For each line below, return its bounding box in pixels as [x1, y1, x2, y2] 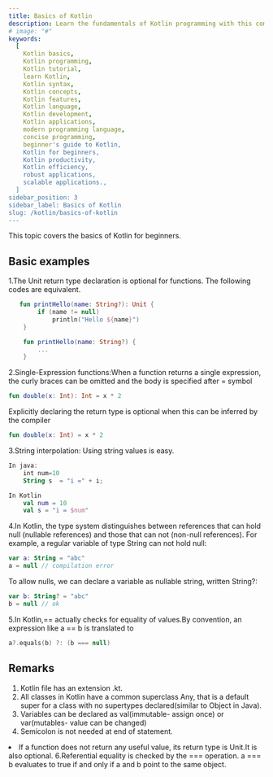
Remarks [8, 661, 55, 675]
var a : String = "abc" [8, 554, 85, 562]
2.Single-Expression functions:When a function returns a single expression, [8, 368, 262, 378]
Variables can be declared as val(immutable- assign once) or [19, 709, 225, 718]
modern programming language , [23, 125, 126, 133]
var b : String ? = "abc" [8, 592, 89, 600]
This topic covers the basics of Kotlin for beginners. [8, 231, 181, 241]
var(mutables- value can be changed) [19, 718, 147, 727]
